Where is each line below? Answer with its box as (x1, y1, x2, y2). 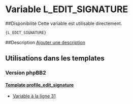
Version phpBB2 (5, 70, 47, 77)
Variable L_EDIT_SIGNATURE (5, 4, 128, 15)
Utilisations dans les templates (5, 54, 105, 63)
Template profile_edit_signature (5, 82, 74, 88)
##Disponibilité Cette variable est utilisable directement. (5, 20, 122, 26)
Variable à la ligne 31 (12, 93, 56, 99)
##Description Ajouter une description (5, 39, 85, 45)
